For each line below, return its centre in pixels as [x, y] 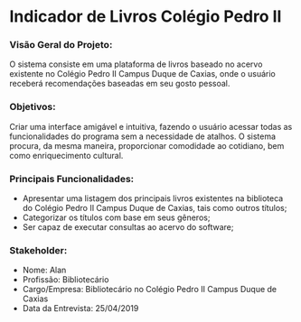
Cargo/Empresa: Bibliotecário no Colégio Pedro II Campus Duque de [150, 290]
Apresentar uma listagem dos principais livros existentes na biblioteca [153, 198]
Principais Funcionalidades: [72, 179]
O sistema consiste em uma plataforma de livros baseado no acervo [136, 64]
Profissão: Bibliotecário [66, 280]
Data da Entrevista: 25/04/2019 [80, 308]
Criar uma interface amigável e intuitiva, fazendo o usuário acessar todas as [151, 126]
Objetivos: [33, 107]
